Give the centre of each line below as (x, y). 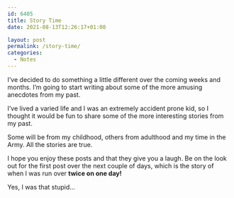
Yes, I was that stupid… (41, 187)
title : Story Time (34, 21)
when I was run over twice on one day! (65, 173)
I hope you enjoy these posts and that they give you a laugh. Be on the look (117, 158)
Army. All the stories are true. (50, 144)
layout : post (27, 40)
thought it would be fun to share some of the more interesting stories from (116, 116)
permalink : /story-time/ (44, 47)
